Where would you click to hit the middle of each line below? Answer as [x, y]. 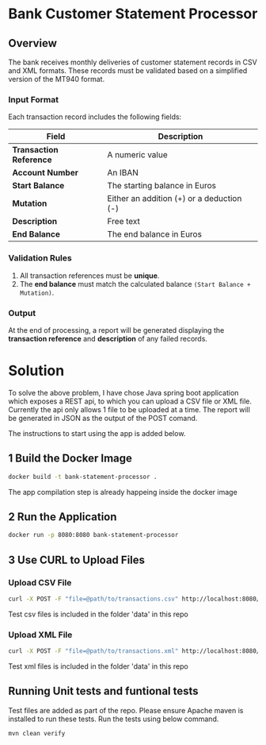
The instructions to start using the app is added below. [97, 433]
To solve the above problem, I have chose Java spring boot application [123, 392]
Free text [124, 222]
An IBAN [123, 173]
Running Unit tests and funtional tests [104, 691]
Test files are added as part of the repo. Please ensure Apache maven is [126, 710]
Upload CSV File [40, 582]
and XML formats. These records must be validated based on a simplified [128, 71]
